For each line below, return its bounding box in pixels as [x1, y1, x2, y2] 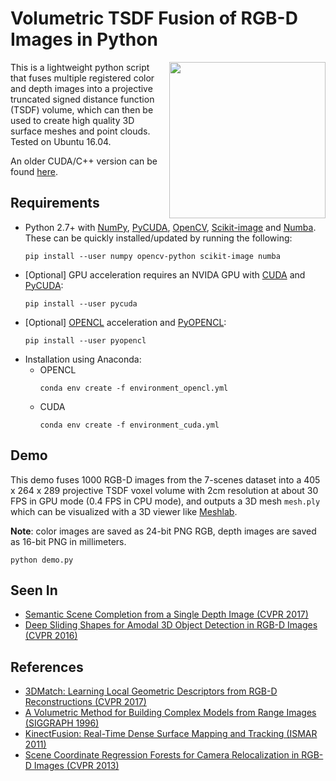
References [10, 658, 84, 676]
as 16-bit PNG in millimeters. [10, 535, 127, 547]
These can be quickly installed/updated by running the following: [24, 232, 293, 244]
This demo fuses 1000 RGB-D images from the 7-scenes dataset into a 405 [10, 473, 321, 486]
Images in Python [10, 28, 158, 51]
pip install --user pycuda [24, 298, 138, 309]
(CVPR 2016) [24, 630, 78, 642]
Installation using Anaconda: [24, 353, 142, 365]
